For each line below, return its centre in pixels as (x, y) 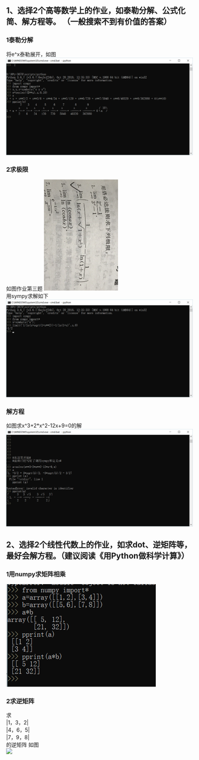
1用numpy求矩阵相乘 (36, 574)
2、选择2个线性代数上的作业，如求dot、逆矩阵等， (99, 545)
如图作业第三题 (24, 288)
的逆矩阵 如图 (23, 745)
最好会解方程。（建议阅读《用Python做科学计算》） (98, 556)
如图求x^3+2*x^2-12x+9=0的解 (44, 425)
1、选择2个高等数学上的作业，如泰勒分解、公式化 (96, 11)
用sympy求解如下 (27, 296)
